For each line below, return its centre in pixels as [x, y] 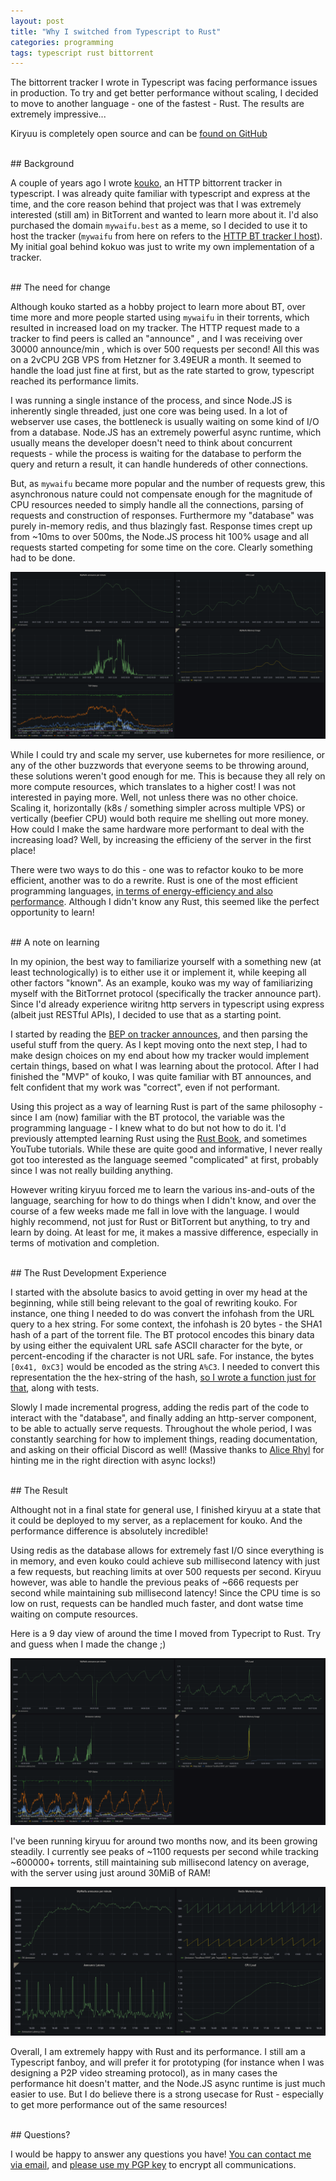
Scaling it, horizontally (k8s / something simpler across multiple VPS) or [158, 808]
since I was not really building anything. [92, 1171]
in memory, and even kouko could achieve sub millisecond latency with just [165, 1561]
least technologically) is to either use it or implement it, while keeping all [158, 972]
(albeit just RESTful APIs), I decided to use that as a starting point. [146, 1015]
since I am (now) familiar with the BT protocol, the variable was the [147, 1117]
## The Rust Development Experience [88, 1273]
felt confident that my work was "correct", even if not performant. [145, 1087]
